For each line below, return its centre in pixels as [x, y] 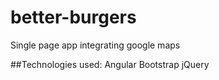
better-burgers [73, 17]
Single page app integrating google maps [95, 45]
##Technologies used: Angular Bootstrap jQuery [110, 64]
